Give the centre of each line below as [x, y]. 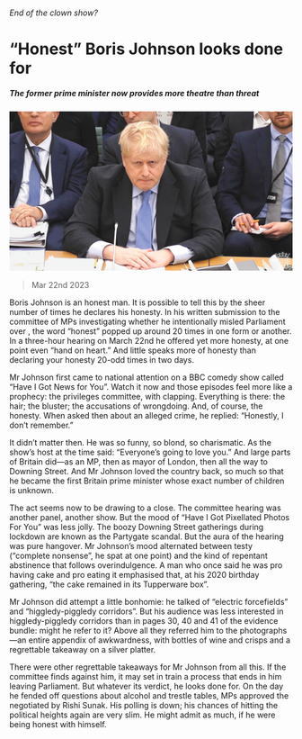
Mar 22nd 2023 [60, 285]
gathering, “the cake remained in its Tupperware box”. [109, 584]
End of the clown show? [54, 13]
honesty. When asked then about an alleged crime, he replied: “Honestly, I [147, 416]
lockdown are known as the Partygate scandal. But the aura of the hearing [147, 536]
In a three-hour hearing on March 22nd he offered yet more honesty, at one [149, 341]
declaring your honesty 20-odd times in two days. [102, 360]
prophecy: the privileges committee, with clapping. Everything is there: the [147, 397]
